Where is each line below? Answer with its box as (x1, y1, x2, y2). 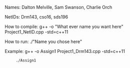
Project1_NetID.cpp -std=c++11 (4, 29, 68, 34)
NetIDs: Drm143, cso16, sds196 (4, 14, 68, 19)
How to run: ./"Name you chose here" (4, 38, 82, 44)
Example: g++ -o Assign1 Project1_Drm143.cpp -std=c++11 (4, 48, 125, 54)
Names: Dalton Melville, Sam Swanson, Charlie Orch (4, 4, 112, 10)
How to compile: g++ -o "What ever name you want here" (4, 23, 123, 29)
